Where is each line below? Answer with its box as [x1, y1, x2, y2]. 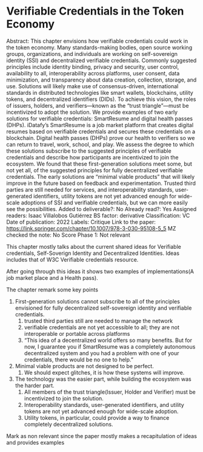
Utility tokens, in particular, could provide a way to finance [24, 414, 170, 421]
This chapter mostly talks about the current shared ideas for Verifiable [6, 243, 182, 250]
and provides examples [6, 439, 65, 446]
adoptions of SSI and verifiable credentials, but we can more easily [21, 199, 188, 206]
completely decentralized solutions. [24, 420, 113, 428]
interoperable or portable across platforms [24, 330, 130, 337]
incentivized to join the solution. [24, 394, 104, 402]
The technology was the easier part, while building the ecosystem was [15, 375, 192, 383]
